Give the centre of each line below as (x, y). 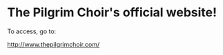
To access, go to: (32, 31)
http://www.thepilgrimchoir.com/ (54, 44)
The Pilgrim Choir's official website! (112, 13)
